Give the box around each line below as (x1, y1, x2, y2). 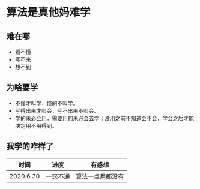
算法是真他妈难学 (6, 5, 91, 19)
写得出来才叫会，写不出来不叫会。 (14, 107, 100, 114)
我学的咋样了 (6, 142, 54, 152)
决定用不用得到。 (14, 122, 58, 129)
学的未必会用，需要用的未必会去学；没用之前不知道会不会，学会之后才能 (14, 115, 194, 122)
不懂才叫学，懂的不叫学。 (14, 100, 79, 107)
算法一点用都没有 (76, 172, 124, 181)
